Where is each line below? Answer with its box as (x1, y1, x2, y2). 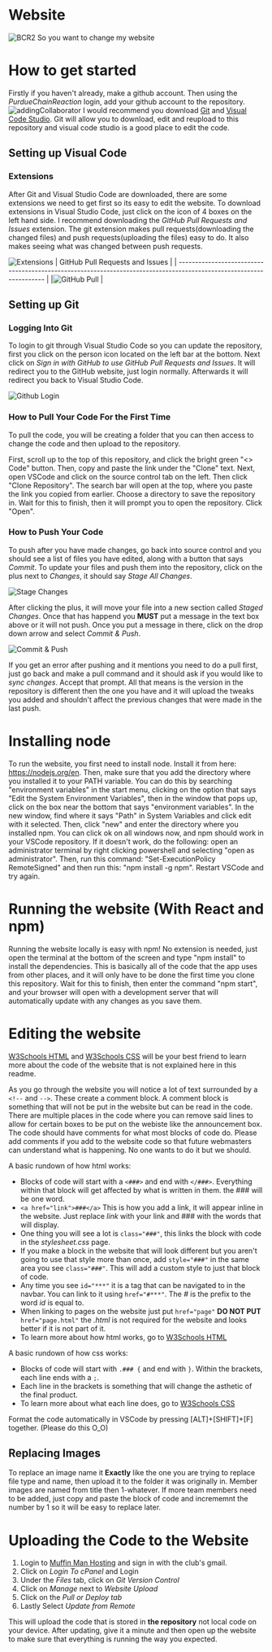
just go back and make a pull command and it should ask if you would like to (8, 668, 264, 678)
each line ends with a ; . (19, 1372, 100, 1382)
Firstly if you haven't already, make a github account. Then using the (8, 88, 238, 98)
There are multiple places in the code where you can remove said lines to (8, 1110, 253, 1120)
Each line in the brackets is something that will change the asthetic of (19, 1381, 253, 1391)
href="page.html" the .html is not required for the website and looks (19, 1315, 248, 1325)
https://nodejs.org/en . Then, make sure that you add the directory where (8, 767, 252, 777)
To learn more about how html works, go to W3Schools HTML (19, 1332, 227, 1342)
